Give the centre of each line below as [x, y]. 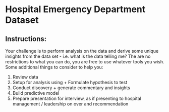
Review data [25, 77]
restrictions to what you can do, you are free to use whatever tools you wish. [85, 62]
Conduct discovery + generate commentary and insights [71, 88]
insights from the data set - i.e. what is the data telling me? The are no [78, 56]
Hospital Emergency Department [75, 9]
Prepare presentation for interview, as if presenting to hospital [77, 98]
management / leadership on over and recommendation [70, 104]
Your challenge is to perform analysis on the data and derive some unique [82, 51]
